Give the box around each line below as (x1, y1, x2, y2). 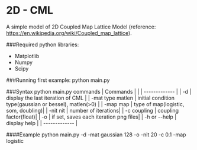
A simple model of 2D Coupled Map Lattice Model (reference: (6, 23, 156, 30)
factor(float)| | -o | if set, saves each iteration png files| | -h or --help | (6, 113, 177, 120)
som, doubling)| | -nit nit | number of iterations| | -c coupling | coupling (6, 107, 179, 114)
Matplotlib (14, 52, 40, 59)
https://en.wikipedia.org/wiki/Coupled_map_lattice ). (6, 29, 132, 36)
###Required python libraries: (6, 41, 79, 48)
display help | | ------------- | (6, 119, 78, 126)
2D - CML (6, 4, 53, 17)
